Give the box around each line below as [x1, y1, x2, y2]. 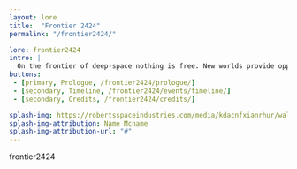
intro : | [9, 54, 42, 63]
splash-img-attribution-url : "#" [9, 127, 133, 136]
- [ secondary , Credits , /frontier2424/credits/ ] [12, 95, 196, 104]
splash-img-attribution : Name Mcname [9, 119, 148, 128]
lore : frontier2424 [9, 45, 81, 54]
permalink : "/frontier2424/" [9, 29, 117, 38]
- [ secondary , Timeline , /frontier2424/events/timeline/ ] [12, 86, 232, 96]
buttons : [9, 70, 42, 80]
